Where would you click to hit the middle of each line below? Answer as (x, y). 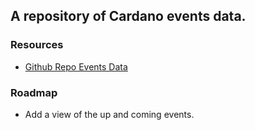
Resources (37, 45)
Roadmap (34, 92)
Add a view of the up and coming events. (109, 114)
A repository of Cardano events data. (128, 16)
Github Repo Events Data (76, 66)
